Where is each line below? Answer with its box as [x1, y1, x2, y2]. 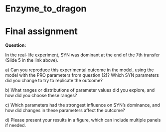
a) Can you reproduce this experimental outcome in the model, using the [5, 67, 154, 73]
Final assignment [5, 26, 78, 37]
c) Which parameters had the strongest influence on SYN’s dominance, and [5, 102, 161, 108]
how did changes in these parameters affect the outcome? [5, 108, 126, 114]
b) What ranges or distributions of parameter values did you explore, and [5, 87, 155, 93]
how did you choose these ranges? [5, 93, 77, 99]
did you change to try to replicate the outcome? [5, 78, 103, 84]
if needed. [5, 123, 26, 129]
